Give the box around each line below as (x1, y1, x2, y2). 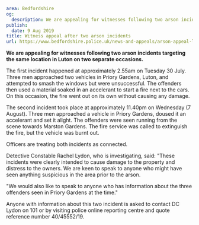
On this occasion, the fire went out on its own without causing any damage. (6, 93, 190, 100)
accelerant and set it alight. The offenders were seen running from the (6, 116, 178, 124)
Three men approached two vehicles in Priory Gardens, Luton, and (6, 74, 169, 81)
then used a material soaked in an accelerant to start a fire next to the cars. (6, 86, 190, 93)
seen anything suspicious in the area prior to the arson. (6, 171, 141, 178)
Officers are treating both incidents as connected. (6, 141, 128, 148)
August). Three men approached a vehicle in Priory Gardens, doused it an (6, 110, 187, 118)
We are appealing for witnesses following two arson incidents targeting (6, 49, 186, 56)
